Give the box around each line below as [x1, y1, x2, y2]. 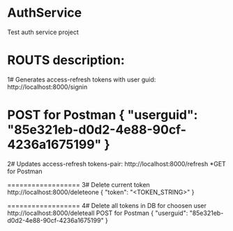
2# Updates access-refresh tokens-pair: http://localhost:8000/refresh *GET [7, 159, 227, 168]
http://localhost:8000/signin [7, 82, 88, 91]
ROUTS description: [7, 52, 126, 68]
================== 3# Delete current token [7, 180, 150, 189]
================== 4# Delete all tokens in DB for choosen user [7, 201, 207, 209]
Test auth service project [7, 28, 79, 36]
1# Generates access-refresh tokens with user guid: [7, 75, 156, 83]
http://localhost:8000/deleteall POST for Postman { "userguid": [7, 209, 188, 217]
